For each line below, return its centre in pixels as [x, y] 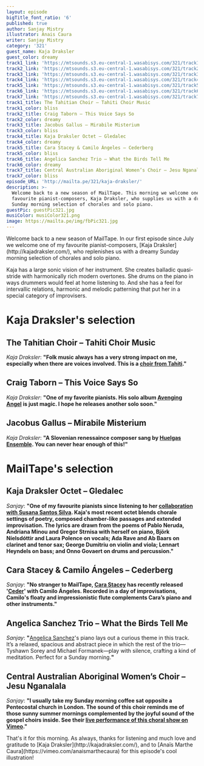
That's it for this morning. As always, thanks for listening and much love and [101, 738]
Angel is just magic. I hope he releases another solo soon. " [82, 404]
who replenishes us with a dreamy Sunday [126, 251]
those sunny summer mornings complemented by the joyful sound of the [100, 714]
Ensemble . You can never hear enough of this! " [67, 444]
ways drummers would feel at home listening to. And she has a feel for [94, 283]
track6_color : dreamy [34, 165]
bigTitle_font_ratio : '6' [39, 18]
